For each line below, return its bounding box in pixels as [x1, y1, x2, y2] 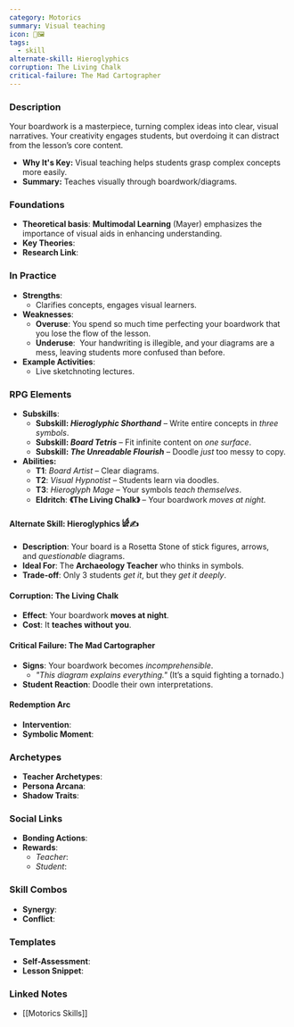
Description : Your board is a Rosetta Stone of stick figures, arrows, [21, 541, 270, 552]
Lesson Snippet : [21, 965, 85, 976]
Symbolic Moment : [21, 729, 94, 739]
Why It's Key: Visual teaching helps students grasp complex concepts [21, 157, 281, 168]
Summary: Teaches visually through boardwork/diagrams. [21, 176, 238, 188]
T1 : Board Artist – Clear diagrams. [35, 465, 159, 476]
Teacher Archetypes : [21, 772, 102, 782]
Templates [9, 935, 56, 948]
